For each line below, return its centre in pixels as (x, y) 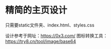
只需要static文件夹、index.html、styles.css (50, 25)
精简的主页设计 (36, 10)
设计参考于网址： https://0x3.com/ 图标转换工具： (57, 35)
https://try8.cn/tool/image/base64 (41, 41)
